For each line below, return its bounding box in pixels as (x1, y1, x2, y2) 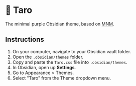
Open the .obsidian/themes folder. (12, 54, 84, 60)
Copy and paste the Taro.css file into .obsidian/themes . (12, 59, 127, 65)
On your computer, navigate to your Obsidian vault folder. (12, 48, 131, 54)
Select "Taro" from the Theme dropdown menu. (12, 75, 111, 81)
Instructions (5, 35, 44, 44)
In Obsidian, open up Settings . (12, 64, 76, 70)
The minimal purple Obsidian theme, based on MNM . (5, 21, 114, 27)
